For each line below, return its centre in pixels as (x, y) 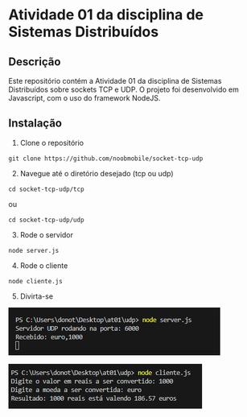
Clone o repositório (52, 142)
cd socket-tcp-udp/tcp (46, 189)
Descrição (35, 62)
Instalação (35, 124)
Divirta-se (37, 296)
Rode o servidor (47, 234)
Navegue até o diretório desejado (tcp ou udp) (97, 173)
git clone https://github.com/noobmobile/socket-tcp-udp (106, 159)
